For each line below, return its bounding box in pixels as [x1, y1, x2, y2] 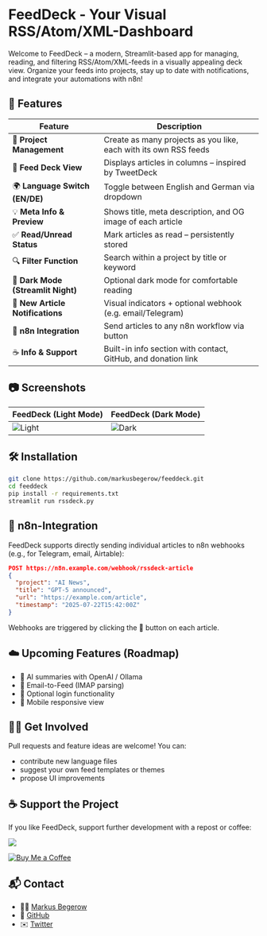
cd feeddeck [8, 482, 48, 490]
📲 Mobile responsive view [19, 697, 105, 706]
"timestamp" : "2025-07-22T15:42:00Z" [15, 601, 141, 609]
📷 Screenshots [8, 381, 86, 395]
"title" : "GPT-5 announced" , [15, 586, 112, 594]
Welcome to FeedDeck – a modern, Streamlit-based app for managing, [8, 48, 240, 58]
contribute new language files [19, 756, 118, 766]
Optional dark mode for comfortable [103, 274, 238, 285]
